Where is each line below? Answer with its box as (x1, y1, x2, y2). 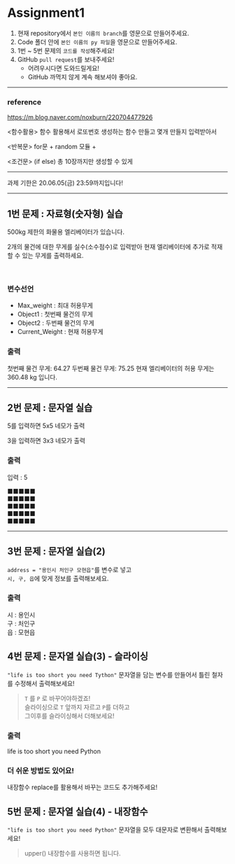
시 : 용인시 (7, 611, 36, 619)
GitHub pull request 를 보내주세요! (17, 55, 115, 64)
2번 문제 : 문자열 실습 (7, 402, 93, 414)
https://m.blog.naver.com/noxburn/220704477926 (7, 113, 153, 122)
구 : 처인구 (7, 619, 36, 627)
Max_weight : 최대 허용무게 (17, 301, 93, 309)
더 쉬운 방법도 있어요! (7, 765, 75, 775)
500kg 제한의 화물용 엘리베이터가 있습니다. (7, 228, 124, 236)
